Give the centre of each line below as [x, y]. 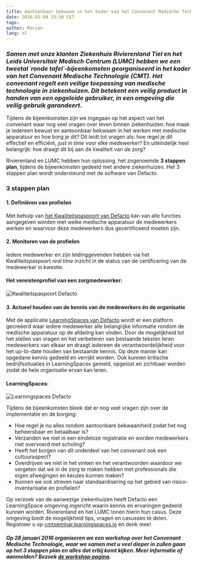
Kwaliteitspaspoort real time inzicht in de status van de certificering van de [96, 261]
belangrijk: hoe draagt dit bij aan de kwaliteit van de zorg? [76, 149]
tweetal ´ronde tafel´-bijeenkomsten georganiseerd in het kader [98, 69]
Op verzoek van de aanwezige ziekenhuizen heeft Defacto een [82, 500]
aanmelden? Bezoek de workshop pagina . [59, 557]
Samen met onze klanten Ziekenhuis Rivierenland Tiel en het [94, 54]
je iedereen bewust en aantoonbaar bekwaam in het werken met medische [96, 130]
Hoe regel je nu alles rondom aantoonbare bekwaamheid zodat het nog [100, 426]
